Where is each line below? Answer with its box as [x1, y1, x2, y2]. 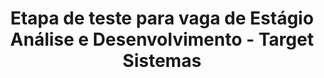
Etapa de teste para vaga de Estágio [10, 7, 314, 30]
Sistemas [122, 50, 202, 72]
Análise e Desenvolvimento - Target [10, 28, 314, 51]
